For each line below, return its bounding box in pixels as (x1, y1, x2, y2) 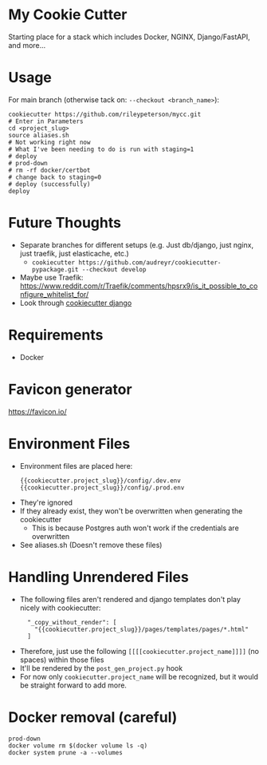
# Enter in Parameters (8, 117, 84, 125)
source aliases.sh (8, 131, 69, 139)
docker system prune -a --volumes (8, 748, 124, 756)
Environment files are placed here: (19, 461, 133, 470)
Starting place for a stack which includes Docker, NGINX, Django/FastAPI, (8, 32, 251, 42)
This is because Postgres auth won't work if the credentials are (31, 523, 239, 533)
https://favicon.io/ (8, 406, 67, 416)
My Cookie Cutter (8, 6, 128, 24)
